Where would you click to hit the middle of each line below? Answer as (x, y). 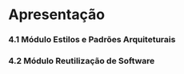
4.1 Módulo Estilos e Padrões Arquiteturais (92, 40)
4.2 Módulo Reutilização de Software (82, 61)
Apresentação (57, 15)
